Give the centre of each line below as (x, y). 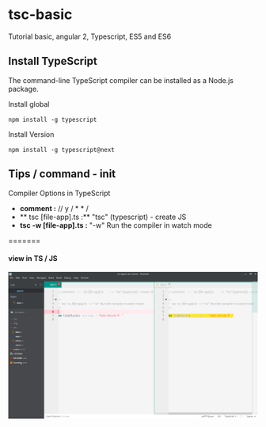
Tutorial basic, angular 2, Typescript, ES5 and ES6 (90, 36)
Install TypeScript (53, 61)
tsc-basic (40, 15)
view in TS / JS (33, 259)
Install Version (31, 134)
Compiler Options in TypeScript (59, 193)
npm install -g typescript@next (61, 149)
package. (23, 89)
